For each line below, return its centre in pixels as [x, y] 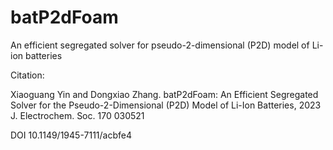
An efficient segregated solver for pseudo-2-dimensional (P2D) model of [160, 45]
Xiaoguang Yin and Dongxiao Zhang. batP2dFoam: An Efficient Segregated [164, 94]
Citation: [27, 75]
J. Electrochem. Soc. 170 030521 [77, 115]
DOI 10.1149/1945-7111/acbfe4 [71, 135]
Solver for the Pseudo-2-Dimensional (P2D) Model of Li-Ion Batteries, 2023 [166, 105]
